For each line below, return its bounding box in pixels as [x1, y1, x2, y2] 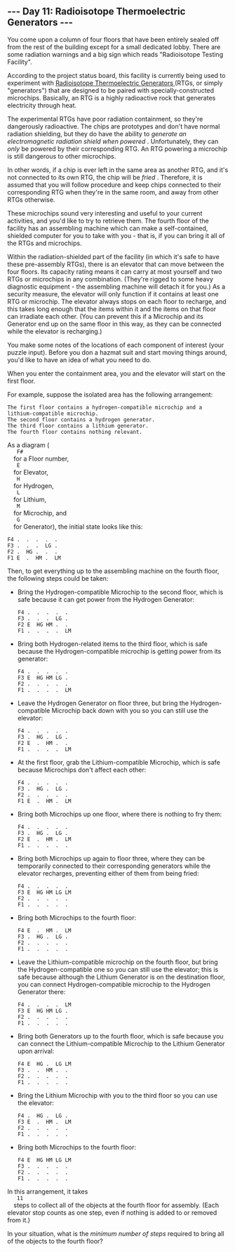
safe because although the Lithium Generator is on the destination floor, [17, 973, 226, 981]
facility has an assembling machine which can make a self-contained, [7, 224, 208, 232]
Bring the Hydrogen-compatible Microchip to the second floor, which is [17, 588, 224, 596]
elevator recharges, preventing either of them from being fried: [17, 869, 199, 877]
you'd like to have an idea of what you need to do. [7, 355, 152, 364]
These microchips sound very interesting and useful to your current [7, 209, 203, 217]
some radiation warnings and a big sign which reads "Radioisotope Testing [7, 50, 223, 58]
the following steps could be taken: [7, 574, 109, 582]
